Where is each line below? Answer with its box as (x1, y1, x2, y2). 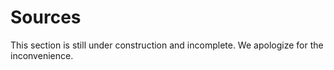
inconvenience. (10, 49, 74, 61)
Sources (10, 6, 82, 29)
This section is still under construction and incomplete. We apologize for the (10, 39, 324, 51)
